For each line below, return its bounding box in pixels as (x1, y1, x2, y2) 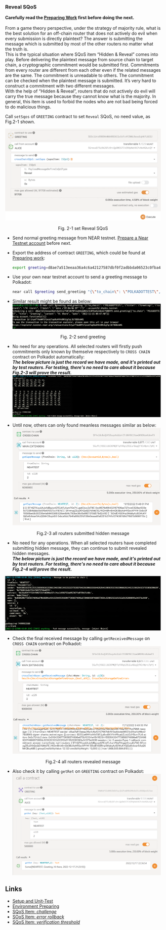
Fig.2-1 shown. (5, 119, 36, 125)
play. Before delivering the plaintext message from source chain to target (5, 57, 154, 63)
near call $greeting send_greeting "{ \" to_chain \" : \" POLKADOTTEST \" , (12, 289, 161, 295)
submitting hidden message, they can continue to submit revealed (12, 545, 147, 551)
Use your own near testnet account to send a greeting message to (12, 274, 147, 280)
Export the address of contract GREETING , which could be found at (12, 250, 146, 256)
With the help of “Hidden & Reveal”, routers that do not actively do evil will (5, 88, 156, 94)
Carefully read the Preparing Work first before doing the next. (5, 15, 134, 21)
